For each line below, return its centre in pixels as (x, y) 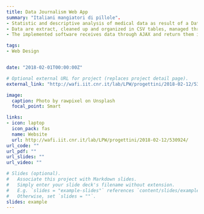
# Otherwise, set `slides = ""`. (51, 196)
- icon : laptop (25, 123)
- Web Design (23, 51)
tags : (13, 46)
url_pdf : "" (21, 151)
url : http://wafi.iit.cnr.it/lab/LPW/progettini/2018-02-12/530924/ (100, 140)
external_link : (25, 84)
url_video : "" (24, 163)
